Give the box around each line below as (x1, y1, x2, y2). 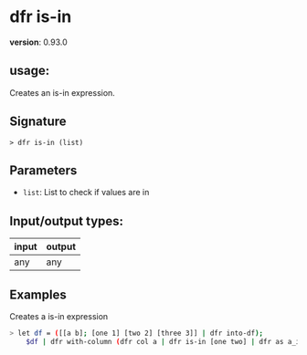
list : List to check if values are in (22, 187, 150, 198)
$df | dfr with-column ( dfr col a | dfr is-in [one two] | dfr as (26, 337, 284, 346)
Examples (9, 287, 67, 302)
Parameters (9, 162, 78, 178)
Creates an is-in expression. (9, 87, 116, 98)
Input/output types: (9, 213, 124, 229)
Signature (9, 114, 67, 130)
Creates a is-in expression (9, 311, 109, 321)
